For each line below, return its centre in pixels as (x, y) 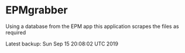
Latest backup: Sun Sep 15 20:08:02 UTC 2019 (62, 44)
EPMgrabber (37, 10)
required (16, 32)
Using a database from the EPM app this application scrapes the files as (92, 26)
